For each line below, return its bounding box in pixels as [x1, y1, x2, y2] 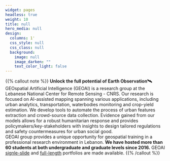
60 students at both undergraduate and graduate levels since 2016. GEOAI [5, 145, 165, 151]
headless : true [5, 12, 38, 17]
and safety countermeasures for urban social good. [5, 129, 113, 135]
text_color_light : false [14, 64, 67, 69]
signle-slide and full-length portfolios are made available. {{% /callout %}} [5, 150, 160, 156]
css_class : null [10, 45, 44, 50]
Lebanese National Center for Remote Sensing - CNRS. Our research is [5, 91, 154, 97]
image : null [14, 54, 40, 60]
